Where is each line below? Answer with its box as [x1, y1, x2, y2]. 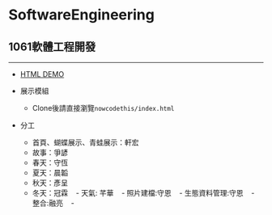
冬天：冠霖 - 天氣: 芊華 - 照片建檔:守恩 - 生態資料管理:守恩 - [32, 188, 255, 197]
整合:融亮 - [32, 198, 74, 208]
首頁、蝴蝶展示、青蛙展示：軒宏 [32, 137, 139, 147]
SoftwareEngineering [8, 6, 155, 24]
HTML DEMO [19, 70, 65, 78]
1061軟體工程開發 [8, 40, 96, 53]
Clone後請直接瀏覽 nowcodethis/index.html [32, 103, 175, 112]
